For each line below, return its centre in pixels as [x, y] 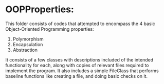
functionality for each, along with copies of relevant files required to [77, 65]
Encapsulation [28, 44]
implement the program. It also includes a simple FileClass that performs [82, 71]
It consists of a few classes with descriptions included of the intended [79, 59]
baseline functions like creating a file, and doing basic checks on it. [77, 76]
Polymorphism [28, 39]
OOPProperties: [40, 9]
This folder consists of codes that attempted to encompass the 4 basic [80, 24]
